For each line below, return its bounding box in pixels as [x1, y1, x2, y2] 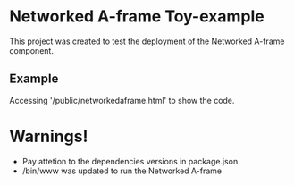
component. [9, 45, 54, 55]
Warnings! [9, 126, 88, 147]
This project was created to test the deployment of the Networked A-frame [9, 36, 285, 46]
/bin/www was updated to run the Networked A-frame [21, 165, 222, 176]
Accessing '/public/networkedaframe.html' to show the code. [9, 95, 235, 105]
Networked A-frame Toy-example [9, 6, 265, 27]
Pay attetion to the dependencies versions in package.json [21, 156, 239, 166]
